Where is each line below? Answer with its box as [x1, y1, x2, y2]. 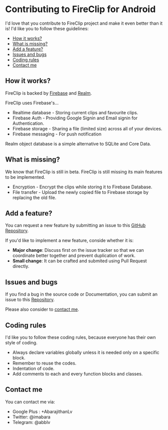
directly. [12, 263, 30, 269]
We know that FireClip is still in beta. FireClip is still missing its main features [5, 169, 162, 175]
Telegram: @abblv [12, 419, 51, 425]
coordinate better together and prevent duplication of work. [12, 253, 135, 259]
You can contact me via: [5, 399, 55, 405]
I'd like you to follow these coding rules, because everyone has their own [5, 334, 156, 340]
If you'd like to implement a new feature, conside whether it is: [5, 238, 134, 244]
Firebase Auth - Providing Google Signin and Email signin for [12, 115, 138, 121]
